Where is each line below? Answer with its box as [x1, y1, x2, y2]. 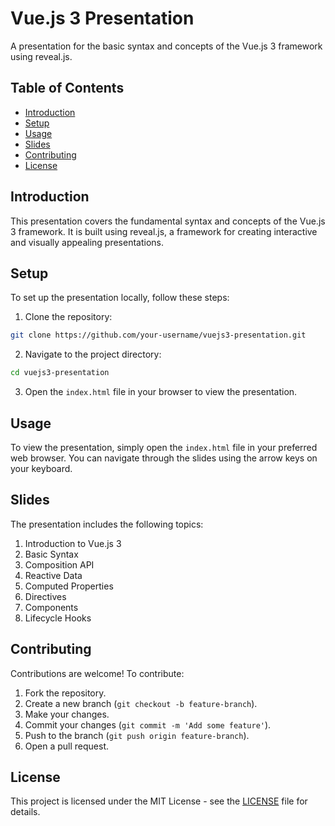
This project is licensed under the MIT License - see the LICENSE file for [10, 795, 308, 807]
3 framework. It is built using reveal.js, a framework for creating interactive [10, 225, 318, 237]
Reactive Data [24, 569, 83, 581]
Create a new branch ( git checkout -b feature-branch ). [24, 697, 258, 709]
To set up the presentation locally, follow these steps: [10, 292, 230, 304]
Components [24, 601, 79, 613]
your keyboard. [10, 462, 73, 474]
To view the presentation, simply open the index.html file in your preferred [10, 441, 318, 453]
